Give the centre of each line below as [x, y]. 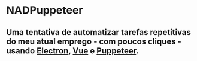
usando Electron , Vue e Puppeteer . [72, 51]
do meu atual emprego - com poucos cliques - [94, 41]
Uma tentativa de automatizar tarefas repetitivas [99, 32]
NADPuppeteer [45, 10]
